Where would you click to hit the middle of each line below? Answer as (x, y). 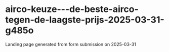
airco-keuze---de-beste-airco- (72, 9)
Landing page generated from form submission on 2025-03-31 (71, 44)
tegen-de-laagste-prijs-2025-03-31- (85, 20)
